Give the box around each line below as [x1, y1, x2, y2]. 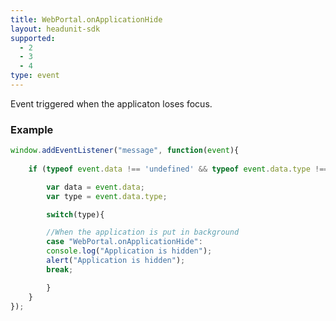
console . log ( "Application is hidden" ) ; [46, 246, 213, 256]
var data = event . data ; [46, 182, 145, 192]
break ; [46, 264, 74, 275]
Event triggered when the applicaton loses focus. [10, 97, 213, 110]
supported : [10, 33, 56, 43]
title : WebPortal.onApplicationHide [10, 14, 163, 25]
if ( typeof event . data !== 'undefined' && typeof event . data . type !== [28, 164, 329, 174]
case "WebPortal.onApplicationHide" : [46, 237, 203, 247]
